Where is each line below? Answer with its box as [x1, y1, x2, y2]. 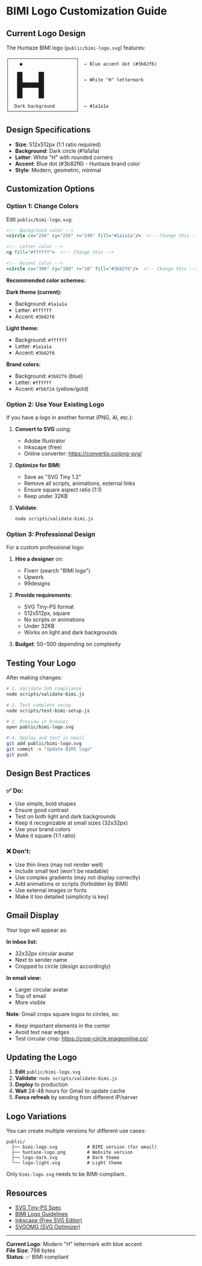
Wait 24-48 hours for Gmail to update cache [14, 1087, 126, 1094]
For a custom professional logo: [6, 544, 85, 551]
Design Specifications [6, 125, 91, 135]
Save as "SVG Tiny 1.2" [23, 473, 82, 481]
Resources [6, 1188, 47, 1198]
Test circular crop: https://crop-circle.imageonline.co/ [14, 1035, 148, 1042]
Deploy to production [14, 1081, 68, 1088]
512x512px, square [23, 610, 70, 617]
